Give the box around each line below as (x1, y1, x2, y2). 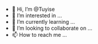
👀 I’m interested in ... (11, 12, 62, 19)
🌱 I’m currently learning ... (11, 18, 75, 25)
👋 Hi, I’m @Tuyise (11, 6, 55, 12)
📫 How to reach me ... (11, 32, 67, 38)
